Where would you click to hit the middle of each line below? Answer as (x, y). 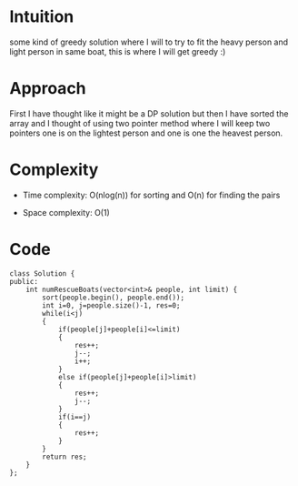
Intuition (42, 17)
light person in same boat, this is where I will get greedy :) (118, 51)
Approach (48, 89)
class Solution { (42, 273)
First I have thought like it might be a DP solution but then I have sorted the (149, 113)
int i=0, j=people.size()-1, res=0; (111, 305)
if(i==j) (74, 417)
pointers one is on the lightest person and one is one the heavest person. (146, 133)
